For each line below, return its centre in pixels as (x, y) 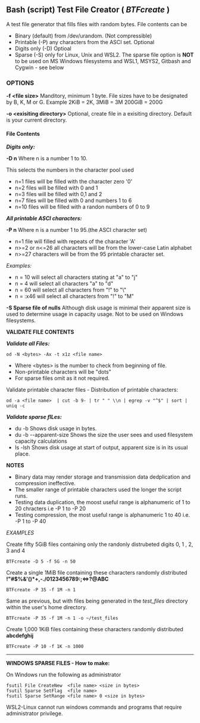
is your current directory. (37, 120)
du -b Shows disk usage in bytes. (56, 429)
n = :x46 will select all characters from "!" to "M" (74, 296)
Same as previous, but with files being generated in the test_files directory (97, 601)
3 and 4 (16, 551)
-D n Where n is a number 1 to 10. (47, 159)
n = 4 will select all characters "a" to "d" (64, 284)
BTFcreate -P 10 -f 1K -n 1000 (45, 647)
